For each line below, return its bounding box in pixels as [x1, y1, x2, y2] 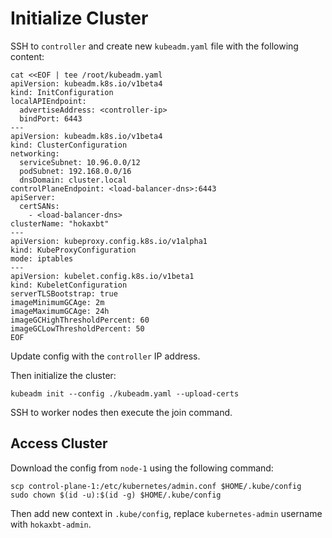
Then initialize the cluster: [10, 369, 117, 381]
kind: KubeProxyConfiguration [10, 245, 137, 255]
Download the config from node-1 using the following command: [10, 462, 274, 474]
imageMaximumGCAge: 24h [10, 306, 110, 316]
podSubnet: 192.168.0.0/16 [19, 166, 132, 176]
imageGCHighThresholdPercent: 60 [10, 315, 150, 325]
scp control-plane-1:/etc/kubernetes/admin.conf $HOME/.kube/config [10, 481, 302, 491]
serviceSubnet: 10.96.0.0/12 [19, 157, 141, 167]
